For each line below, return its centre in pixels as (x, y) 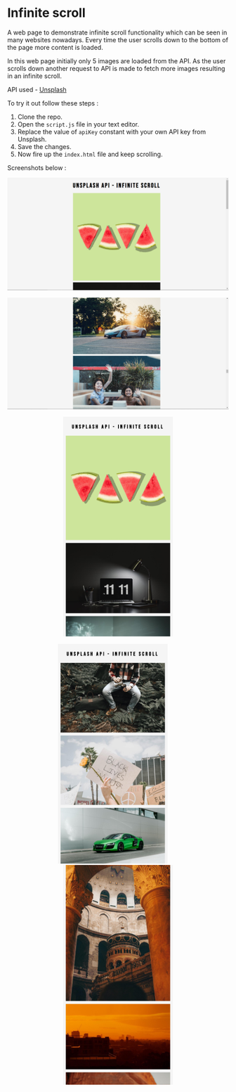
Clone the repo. (40, 117)
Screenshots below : (37, 167)
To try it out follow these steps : (53, 103)
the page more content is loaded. (55, 47)
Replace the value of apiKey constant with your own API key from (112, 131)
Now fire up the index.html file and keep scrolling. (90, 154)
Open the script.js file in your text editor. (78, 124)
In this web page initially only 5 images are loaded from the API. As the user (117, 60)
